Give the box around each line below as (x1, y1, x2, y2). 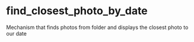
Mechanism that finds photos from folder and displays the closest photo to (6, 24, 189, 31)
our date (6, 30, 27, 37)
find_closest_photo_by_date (6, 4, 148, 18)
